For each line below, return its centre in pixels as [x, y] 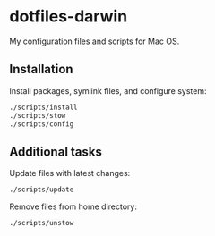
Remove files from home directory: [73, 206]
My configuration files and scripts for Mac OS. [95, 41]
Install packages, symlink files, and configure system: [108, 90]
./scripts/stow [38, 115]
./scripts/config [42, 124]
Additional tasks [56, 152]
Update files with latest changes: [70, 173]
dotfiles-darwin [69, 17]
